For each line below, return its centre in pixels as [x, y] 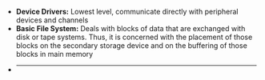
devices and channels [52, 20]
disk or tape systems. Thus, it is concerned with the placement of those [134, 37]
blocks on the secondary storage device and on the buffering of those [132, 46]
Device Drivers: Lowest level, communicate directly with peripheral [127, 12]
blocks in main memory [54, 54]
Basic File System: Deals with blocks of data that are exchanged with [130, 28]
